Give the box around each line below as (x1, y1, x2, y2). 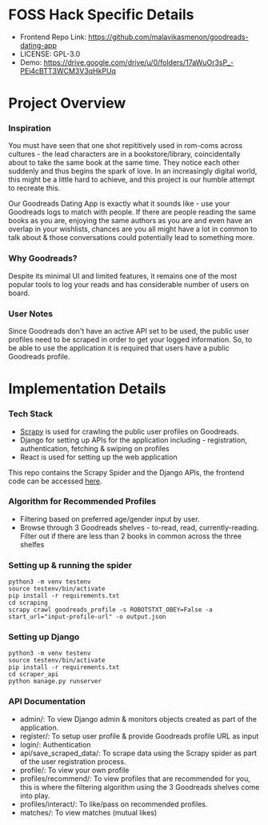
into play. (19, 791, 50, 800)
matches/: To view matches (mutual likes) (19, 807, 158, 817)
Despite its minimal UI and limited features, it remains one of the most (8, 270, 238, 281)
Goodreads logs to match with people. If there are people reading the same (8, 207, 256, 217)
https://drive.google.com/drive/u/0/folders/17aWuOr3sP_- (43, 58, 234, 67)
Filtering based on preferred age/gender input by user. (19, 514, 200, 523)
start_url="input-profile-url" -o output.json (8, 613, 166, 621)
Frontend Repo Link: (19, 32, 86, 42)
